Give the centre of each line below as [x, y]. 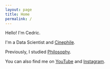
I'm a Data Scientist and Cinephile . [40, 42]
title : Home [17, 14]
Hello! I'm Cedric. [23, 33]
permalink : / [19, 19]
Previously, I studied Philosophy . [38, 52]
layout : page [19, 10]
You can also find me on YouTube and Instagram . [55, 62]
